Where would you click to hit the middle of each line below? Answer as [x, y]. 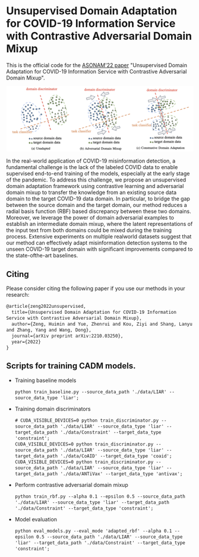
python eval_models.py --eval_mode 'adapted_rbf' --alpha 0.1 [93, 531]
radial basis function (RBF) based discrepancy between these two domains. [99, 211]
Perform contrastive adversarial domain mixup [72, 485]
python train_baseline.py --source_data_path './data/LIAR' [91, 392]
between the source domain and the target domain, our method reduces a [97, 205]
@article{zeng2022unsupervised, [46, 306]
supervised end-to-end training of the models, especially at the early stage [98, 174]
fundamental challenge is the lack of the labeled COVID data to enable [92, 167]
